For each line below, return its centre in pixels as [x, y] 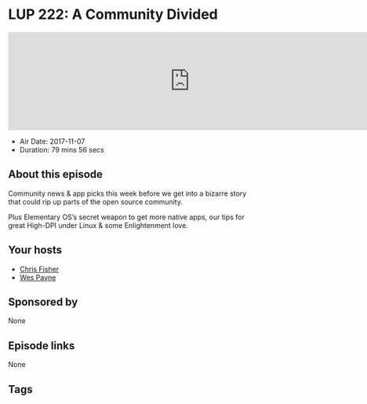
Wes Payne [38, 277]
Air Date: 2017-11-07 [52, 141]
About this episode [56, 174]
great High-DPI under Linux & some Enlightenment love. [98, 225]
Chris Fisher [39, 269]
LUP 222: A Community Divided [113, 15]
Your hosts [35, 250]
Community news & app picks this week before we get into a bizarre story [127, 193]
